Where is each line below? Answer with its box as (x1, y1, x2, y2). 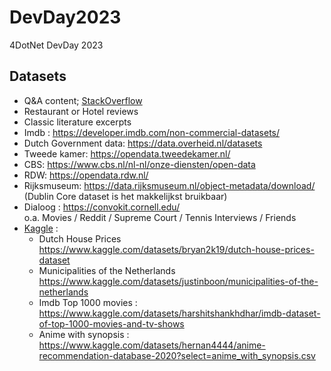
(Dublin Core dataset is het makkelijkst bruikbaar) (23, 190, 228, 202)
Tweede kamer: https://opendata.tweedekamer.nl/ (23, 147, 231, 160)
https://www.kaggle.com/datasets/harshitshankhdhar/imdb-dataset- (38, 307, 321, 319)
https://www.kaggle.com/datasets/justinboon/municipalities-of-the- (38, 275, 319, 287)
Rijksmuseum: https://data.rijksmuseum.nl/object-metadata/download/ (23, 179, 316, 191)
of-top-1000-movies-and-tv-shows (38, 317, 185, 330)
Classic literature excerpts (23, 116, 132, 128)
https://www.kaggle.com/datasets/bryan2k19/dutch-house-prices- (38, 243, 315, 255)
